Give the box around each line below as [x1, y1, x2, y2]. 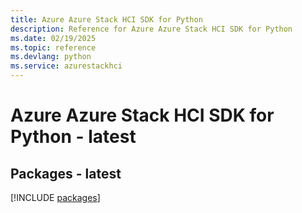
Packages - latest [10, 165, 122, 182]
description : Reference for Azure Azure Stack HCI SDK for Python [10, 24, 293, 34]
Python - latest [10, 126, 137, 148]
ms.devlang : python [10, 52, 92, 62]
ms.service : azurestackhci [10, 61, 123, 71]
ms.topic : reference [10, 42, 97, 53]
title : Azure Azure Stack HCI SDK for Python [10, 14, 203, 25]
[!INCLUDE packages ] [10, 192, 101, 203]
